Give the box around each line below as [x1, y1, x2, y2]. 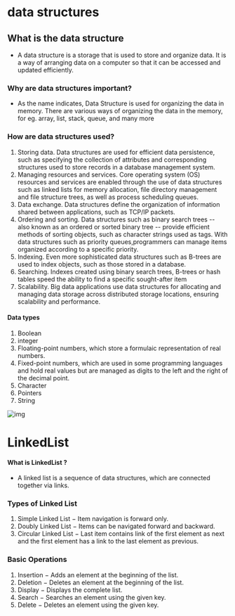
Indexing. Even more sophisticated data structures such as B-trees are [17, 252, 222, 261]
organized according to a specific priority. [17, 245, 139, 253]
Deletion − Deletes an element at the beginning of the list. [17, 578, 184, 586]
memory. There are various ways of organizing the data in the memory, [17, 107, 223, 115]
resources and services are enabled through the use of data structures [17, 177, 222, 186]
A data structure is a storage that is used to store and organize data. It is [17, 51, 227, 59]
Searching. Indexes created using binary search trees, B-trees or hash [17, 267, 221, 276]
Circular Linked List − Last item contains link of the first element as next [17, 530, 224, 538]
